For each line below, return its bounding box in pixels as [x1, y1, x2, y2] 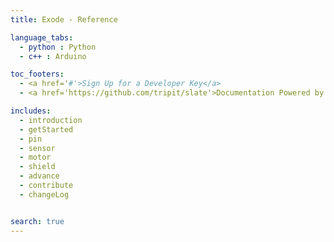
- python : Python [19, 42, 97, 52]
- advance [19, 171, 60, 181]
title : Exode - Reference [10, 14, 118, 25]
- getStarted [19, 124, 74, 135]
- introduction [19, 115, 83, 125]
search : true [10, 216, 65, 226]
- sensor [19, 143, 56, 153]
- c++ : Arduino [19, 51, 87, 61]
